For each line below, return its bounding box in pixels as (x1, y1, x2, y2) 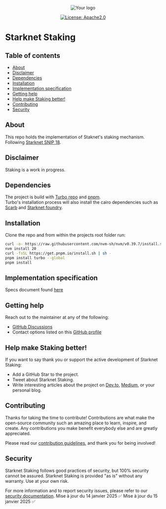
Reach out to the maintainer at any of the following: (5, 314, 109, 321)
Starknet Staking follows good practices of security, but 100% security (5, 467, 149, 473)
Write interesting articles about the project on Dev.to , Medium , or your (12, 382, 155, 388)
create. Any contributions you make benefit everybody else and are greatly (5, 425, 158, 431)
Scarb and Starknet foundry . (5, 205, 63, 211)
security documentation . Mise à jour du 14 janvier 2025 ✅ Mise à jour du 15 (5, 493, 158, 499)
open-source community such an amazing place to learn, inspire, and (5, 420, 147, 426)
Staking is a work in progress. (5, 167, 66, 173)
